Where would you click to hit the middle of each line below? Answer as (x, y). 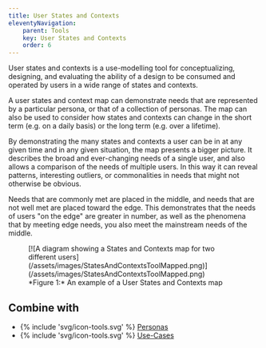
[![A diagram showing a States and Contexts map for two (122, 249)
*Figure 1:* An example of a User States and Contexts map (126, 283)
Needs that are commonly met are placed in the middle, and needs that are (131, 200)
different (42, 257)
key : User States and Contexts (75, 38)
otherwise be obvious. (45, 184)
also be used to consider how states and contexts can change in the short (130, 117)
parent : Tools (46, 30)
